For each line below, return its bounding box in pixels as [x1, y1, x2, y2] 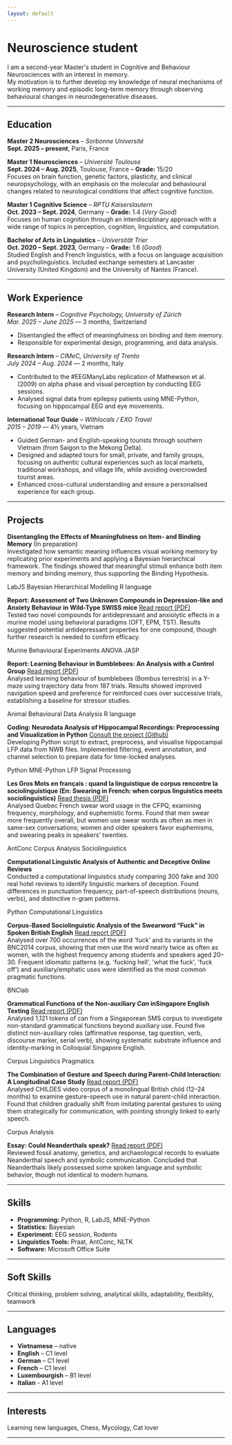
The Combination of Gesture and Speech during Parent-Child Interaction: [7, 1070, 222, 1078]
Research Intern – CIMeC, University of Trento [7, 352, 140, 360]
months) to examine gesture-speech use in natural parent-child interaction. [7, 1092, 221, 1101]
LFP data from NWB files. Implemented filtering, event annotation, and [7, 745, 207, 753]
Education [7, 118, 52, 130]
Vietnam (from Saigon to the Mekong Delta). [17, 443, 143, 452]
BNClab [7, 986, 29, 994]
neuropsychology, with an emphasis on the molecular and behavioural [7, 180, 207, 188]
